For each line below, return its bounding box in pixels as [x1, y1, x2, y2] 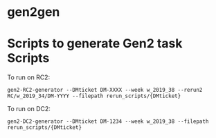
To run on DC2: [7, 105, 51, 113]
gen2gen [7, 4, 60, 20]
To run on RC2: [7, 73, 51, 81]
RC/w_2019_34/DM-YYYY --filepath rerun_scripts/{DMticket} [7, 92, 181, 100]
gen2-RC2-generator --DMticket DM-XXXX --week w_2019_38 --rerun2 [7, 87, 203, 94]
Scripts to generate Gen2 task [7, 36, 183, 52]
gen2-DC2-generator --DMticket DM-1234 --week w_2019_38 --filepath [7, 118, 209, 125]
